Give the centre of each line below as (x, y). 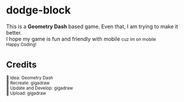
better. (14, 32)
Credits (22, 64)
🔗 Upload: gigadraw (26, 93)
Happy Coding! (21, 45)
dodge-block (39, 10)
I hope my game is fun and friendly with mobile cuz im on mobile (81, 39)
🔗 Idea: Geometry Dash (29, 78)
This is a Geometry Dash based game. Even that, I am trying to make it (92, 26)
